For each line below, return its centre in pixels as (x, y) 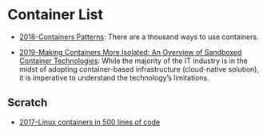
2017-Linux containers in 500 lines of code (90, 122)
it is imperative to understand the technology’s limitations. (114, 77)
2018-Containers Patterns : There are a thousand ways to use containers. (139, 37)
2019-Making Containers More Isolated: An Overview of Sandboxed (130, 52)
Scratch (28, 102)
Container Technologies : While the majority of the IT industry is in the (133, 61)
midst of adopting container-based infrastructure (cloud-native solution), (139, 69)
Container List (56, 15)
